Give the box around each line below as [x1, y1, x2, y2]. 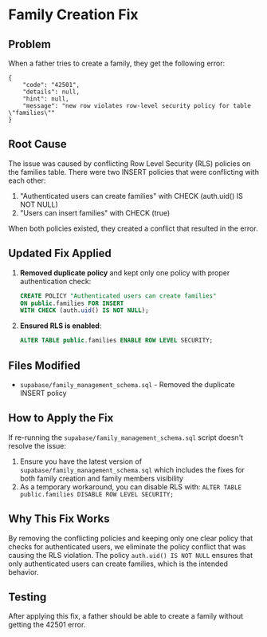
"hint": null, [22, 95, 69, 103]
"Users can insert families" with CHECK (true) [19, 208, 171, 217]
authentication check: [19, 276, 92, 286]
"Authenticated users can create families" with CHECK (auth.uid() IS [19, 191, 243, 200]
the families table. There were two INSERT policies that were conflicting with [8, 167, 259, 176]
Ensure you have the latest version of [19, 457, 142, 466]
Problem [8, 38, 52, 51]
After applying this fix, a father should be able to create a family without [8, 611, 244, 621]
